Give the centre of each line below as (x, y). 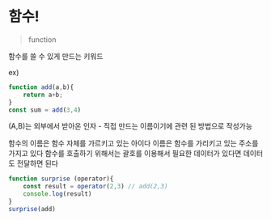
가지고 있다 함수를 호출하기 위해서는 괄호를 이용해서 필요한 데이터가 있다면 (125, 154)
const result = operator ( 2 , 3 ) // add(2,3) (95, 187)
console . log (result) (57, 194)
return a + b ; (43, 95)
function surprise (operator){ (61, 179)
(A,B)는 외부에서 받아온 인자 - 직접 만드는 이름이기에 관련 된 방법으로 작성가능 (131, 126)
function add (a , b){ (41, 87)
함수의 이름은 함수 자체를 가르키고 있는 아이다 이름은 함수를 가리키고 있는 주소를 (133, 143)
